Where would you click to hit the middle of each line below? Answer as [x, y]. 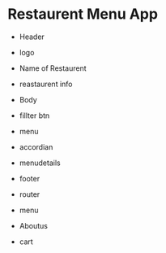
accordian [36, 146]
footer [30, 178]
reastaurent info [46, 84]
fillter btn [34, 116]
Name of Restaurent [53, 68]
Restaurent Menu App [83, 14]
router [30, 194]
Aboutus [33, 225]
